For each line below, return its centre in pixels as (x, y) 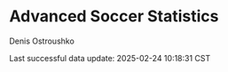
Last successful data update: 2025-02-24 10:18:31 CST (110, 58)
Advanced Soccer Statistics (114, 16)
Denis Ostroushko (42, 41)
